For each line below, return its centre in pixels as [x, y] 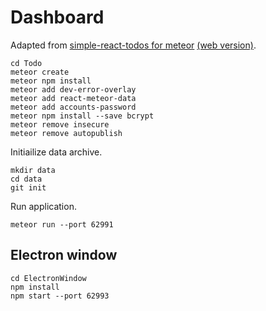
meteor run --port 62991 [62, 224]
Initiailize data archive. [56, 152]
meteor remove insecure [60, 124]
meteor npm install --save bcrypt [82, 116]
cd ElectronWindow [48, 278]
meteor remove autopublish [66, 133]
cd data [26, 179]
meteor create [40, 72]
